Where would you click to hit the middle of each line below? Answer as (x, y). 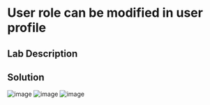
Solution (26, 77)
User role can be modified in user (105, 13)
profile (27, 28)
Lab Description (43, 54)
